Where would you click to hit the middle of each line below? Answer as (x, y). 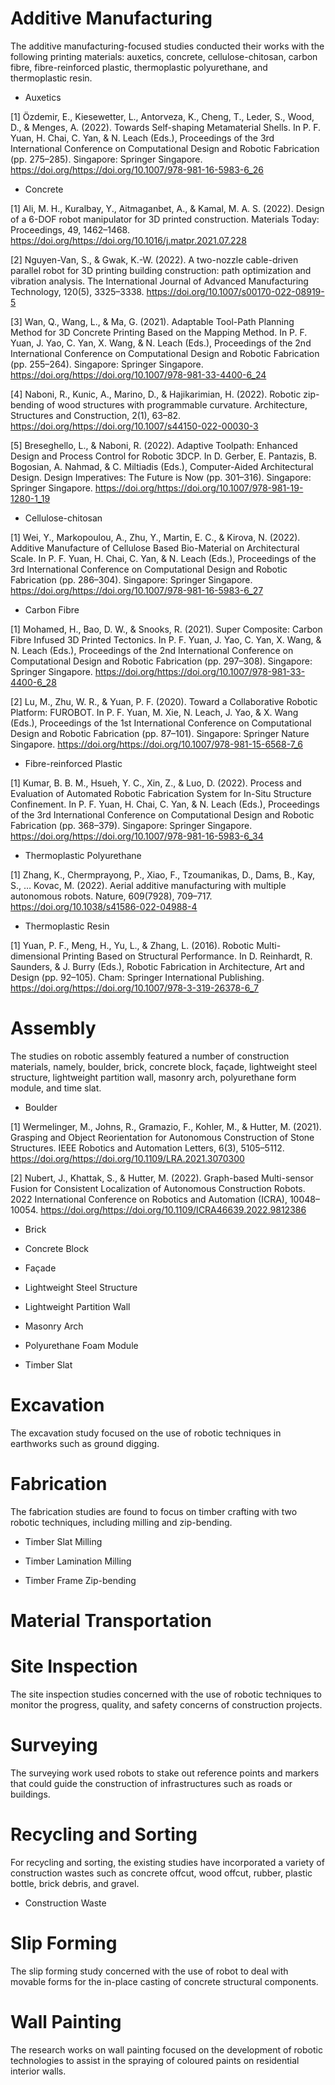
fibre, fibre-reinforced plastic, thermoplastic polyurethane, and (139, 67)
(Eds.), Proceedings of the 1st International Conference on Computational (161, 723)
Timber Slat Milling (63, 1541)
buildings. (30, 1794)
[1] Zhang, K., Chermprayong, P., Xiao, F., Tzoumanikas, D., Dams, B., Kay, (163, 874)
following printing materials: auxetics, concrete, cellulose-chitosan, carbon (164, 56)
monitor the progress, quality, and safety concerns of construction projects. (166, 1704)
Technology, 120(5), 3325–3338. (77, 291)
